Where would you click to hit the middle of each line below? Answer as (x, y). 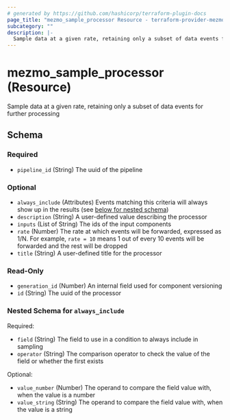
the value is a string (45, 409)
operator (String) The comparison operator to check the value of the (113, 354)
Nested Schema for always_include (66, 311)
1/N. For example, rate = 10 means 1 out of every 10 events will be (111, 239)
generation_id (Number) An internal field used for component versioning (119, 286)
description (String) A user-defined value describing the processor (112, 217)
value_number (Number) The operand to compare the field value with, (114, 387)
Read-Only (26, 271)
